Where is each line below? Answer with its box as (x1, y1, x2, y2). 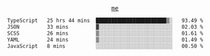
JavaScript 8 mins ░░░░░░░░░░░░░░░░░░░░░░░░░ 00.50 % (7, 42, 204, 49)
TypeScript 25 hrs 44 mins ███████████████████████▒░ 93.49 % (7, 17, 204, 24)
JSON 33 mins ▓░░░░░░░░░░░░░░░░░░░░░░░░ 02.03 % (7, 23, 204, 30)
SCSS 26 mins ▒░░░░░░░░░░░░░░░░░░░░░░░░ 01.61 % (7, 29, 204, 37)
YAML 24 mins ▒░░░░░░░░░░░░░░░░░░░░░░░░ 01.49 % (7, 36, 204, 43)
